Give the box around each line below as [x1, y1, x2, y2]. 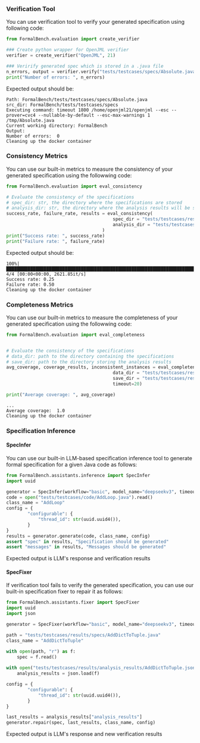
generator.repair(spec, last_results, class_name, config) [6, 720, 156, 726]
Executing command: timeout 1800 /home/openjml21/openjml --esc [6, 107, 169, 113]
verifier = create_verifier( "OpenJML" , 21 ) [6, 52, 116, 58]
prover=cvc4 [6, 112, 36, 118]
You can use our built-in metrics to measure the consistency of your [6, 166, 173, 173]
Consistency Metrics [6, 152, 68, 160]
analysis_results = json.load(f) [17, 670, 100, 677]
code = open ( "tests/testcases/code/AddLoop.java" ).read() [6, 494, 153, 500]
